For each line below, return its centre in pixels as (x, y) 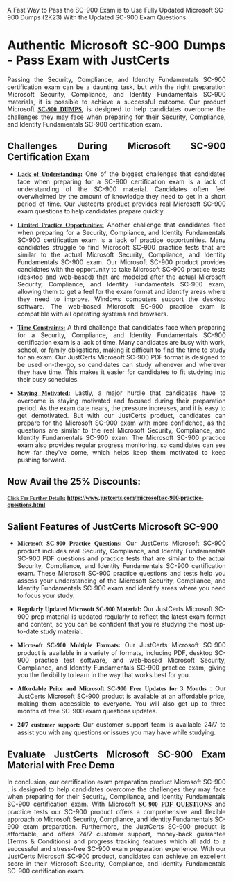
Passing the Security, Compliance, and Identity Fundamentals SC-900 (116, 79)
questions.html (26, 504)
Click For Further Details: (36, 498)
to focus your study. (46, 596)
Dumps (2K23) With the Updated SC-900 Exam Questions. (104, 17)
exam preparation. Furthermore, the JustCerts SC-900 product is (124, 827)
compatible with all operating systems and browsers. (93, 314)
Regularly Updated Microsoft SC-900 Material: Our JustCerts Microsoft (115, 609)
